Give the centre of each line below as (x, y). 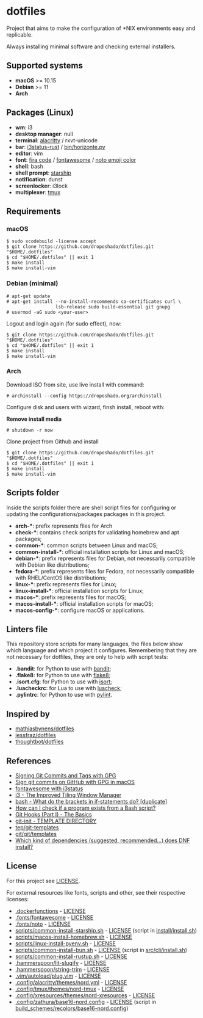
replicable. (20, 34)
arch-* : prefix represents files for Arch (64, 526)
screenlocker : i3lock (41, 186)
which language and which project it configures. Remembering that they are (101, 650)
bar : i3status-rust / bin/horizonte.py (60, 147)
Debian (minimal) (32, 283)
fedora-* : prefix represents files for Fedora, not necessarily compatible (105, 571)
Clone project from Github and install (52, 442)
